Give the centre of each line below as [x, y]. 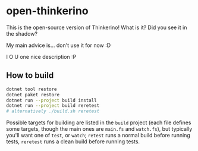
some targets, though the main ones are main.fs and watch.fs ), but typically [99, 129]
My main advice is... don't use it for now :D [59, 45]
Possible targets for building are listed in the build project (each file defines [99, 122]
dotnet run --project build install [51, 100]
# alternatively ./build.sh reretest [53, 111]
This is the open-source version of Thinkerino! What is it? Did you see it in [97, 27]
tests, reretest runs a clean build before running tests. [73, 141]
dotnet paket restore [33, 95]
